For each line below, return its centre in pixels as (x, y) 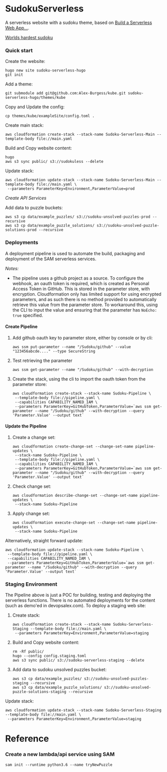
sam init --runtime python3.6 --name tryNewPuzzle (59, 765)
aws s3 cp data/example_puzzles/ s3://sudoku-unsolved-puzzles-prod (78, 217)
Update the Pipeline (26, 426)
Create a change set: (34, 437)
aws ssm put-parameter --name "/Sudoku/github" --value (72, 347)
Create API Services (26, 198)
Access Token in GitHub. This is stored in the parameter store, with (81, 289)
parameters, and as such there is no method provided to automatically (84, 299)
